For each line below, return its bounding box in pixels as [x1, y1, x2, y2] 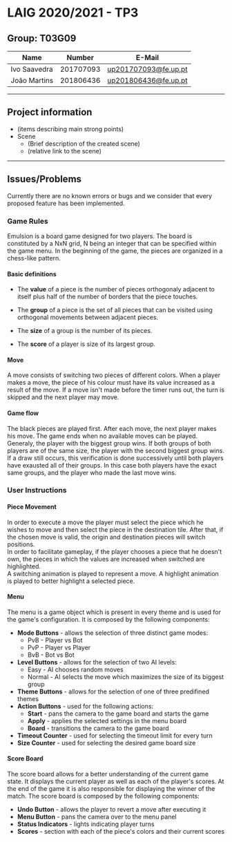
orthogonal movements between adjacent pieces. [17, 313, 159, 322]
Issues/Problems [7, 173, 81, 185]
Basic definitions [7, 269, 57, 278]
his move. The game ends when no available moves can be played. [7, 432, 198, 440]
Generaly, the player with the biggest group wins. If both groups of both [7, 439, 211, 447]
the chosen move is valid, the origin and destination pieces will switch [7, 533, 206, 541]
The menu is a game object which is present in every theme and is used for [7, 608, 221, 616]
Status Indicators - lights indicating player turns [17, 820, 155, 828]
